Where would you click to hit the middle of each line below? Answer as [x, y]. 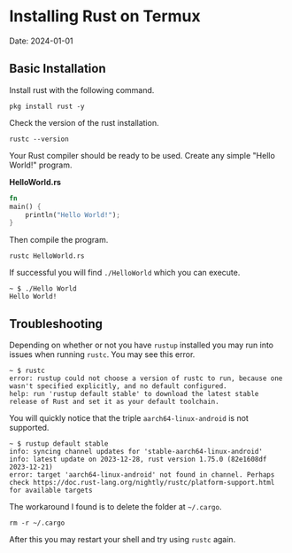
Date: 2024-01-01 [41, 41]
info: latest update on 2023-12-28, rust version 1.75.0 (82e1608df [138, 460]
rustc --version [39, 139]
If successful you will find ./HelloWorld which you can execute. [125, 273]
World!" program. [41, 165]
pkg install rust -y [47, 106]
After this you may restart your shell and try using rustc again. [123, 540]
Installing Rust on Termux [105, 16]
